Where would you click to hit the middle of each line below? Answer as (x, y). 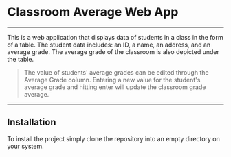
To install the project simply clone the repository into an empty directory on (113, 138)
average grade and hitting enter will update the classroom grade (115, 87)
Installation (32, 122)
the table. (21, 59)
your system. (26, 146)
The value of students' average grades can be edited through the (116, 72)
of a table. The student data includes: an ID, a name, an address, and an (109, 45)
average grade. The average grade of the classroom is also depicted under (113, 51)
